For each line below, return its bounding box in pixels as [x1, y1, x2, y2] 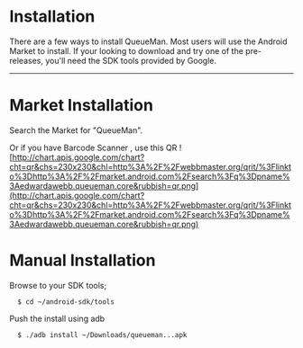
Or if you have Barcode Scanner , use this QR [9, 142, 178, 153]
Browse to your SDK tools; [9, 280, 107, 290]
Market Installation [9, 95, 153, 116]
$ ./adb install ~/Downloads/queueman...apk [17, 330, 188, 339]
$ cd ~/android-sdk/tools [17, 297, 115, 307]
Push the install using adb [9, 313, 106, 324]
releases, [9, 55, 43, 66]
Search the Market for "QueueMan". [9, 124, 143, 136]
